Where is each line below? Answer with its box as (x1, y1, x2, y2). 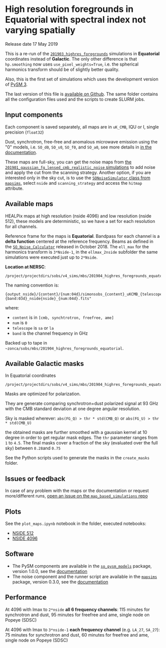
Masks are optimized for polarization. (5, 391, 81, 397)
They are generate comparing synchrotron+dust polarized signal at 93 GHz (5, 401, 159, 407)
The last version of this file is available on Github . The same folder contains (5, 91, 158, 97)
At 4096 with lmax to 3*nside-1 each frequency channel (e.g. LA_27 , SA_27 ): (5, 627, 160, 633)
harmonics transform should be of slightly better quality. (5, 66, 120, 72)
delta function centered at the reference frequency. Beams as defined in (5, 238, 154, 244)
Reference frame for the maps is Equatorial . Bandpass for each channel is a (5, 233, 160, 239)
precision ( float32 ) (5, 129, 44, 135)
